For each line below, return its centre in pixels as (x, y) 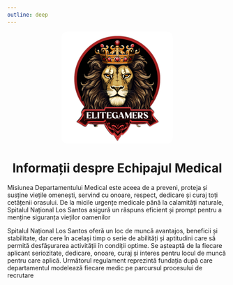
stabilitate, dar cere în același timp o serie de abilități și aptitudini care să (112, 238)
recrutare (21, 275)
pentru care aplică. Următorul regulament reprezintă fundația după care (110, 260)
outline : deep (28, 15)
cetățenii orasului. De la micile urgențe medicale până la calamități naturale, (116, 202)
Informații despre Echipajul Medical (117, 168)
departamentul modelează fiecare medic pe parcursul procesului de (105, 268)
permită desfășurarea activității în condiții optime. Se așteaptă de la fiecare (115, 245)
